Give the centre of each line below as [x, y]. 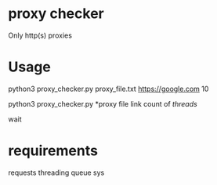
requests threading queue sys [56, 172]
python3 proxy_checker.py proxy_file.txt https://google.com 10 [108, 89]
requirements [53, 151]
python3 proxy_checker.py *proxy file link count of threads [103, 103]
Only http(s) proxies [40, 35]
